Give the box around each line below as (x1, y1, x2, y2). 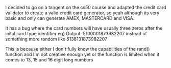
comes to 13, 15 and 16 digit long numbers (5, 57, 93, 63)
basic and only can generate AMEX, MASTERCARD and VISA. (5, 15, 135, 21)
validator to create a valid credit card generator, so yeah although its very (5, 10, 160, 16)
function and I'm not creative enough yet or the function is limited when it (5, 51, 160, 57)
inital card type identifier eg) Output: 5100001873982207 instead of (5, 31, 147, 36)
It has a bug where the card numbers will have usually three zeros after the (5, 25, 163, 31)
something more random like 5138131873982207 (5, 36, 108, 42)
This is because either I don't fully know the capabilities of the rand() (5, 46, 150, 52)
